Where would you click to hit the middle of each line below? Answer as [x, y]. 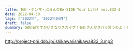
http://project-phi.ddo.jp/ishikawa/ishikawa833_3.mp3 [59, 41]
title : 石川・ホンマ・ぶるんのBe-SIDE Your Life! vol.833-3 [63, 9]
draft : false [18, 23]
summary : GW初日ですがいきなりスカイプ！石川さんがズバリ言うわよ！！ [67, 28]
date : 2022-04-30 [22, 14]
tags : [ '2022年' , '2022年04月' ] [37, 18]
